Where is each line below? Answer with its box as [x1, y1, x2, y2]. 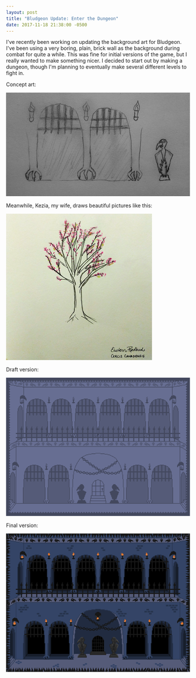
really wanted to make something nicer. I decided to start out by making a [6, 57, 183, 64]
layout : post [6, 9, 38, 15]
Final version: [6, 522, 38, 529]
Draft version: [6, 366, 39, 373]
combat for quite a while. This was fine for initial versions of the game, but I [6, 51, 187, 58]
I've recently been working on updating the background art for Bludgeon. [6, 39, 182, 46]
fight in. [6, 70, 24, 77]
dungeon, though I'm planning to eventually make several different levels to [6, 63, 187, 70]
